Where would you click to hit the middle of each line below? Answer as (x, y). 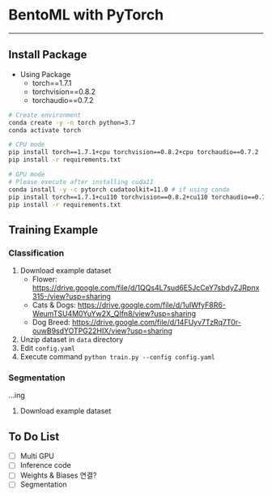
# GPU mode (27, 174)
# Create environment (45, 115)
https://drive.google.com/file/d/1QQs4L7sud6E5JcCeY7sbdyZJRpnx (146, 288)
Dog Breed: (51, 323)
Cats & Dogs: (54, 305)
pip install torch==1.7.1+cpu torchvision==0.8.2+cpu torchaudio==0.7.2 (134, 152)
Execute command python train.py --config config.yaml (117, 357)
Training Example (53, 230)
